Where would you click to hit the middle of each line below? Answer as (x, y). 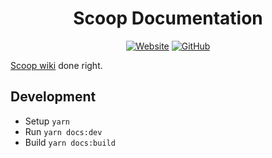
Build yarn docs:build (70, 142)
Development (53, 97)
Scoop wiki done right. (56, 65)
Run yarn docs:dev (63, 131)
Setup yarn (47, 121)
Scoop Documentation (168, 18)
